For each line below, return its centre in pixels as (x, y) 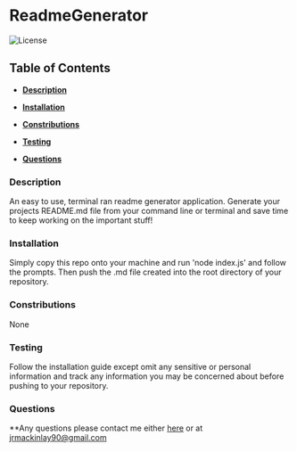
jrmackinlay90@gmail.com (58, 438)
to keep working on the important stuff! (81, 220)
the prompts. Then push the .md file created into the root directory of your (145, 272)
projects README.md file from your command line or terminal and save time (149, 211)
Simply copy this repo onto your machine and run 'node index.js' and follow (148, 263)
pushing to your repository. (59, 385)
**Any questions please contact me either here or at (106, 428)
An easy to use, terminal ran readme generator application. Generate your (145, 201)
